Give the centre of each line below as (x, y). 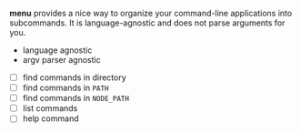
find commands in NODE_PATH (76, 98)
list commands (50, 108)
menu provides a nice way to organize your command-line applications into (151, 13)
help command (50, 118)
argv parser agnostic (62, 60)
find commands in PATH (65, 88)
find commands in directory (75, 77)
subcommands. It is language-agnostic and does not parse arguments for (147, 23)
